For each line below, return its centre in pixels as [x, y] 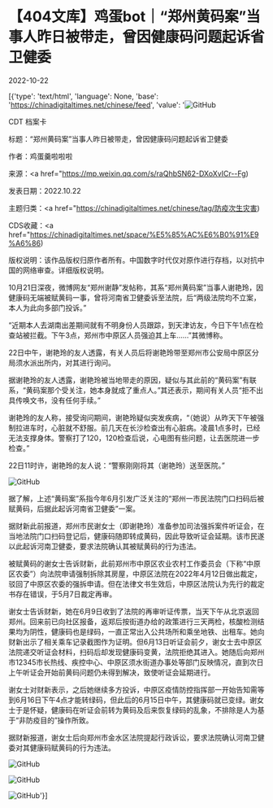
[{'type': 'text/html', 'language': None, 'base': [84, 96]
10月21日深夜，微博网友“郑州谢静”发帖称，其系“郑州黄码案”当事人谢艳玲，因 [136, 287]
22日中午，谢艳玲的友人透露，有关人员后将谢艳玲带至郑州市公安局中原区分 [134, 352]
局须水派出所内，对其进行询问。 [62, 362]
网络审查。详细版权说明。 [65, 270]
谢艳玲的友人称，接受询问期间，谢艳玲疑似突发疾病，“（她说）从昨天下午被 [133, 417]
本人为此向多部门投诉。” [48, 308]
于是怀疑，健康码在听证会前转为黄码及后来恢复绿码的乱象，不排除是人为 [136, 710]
